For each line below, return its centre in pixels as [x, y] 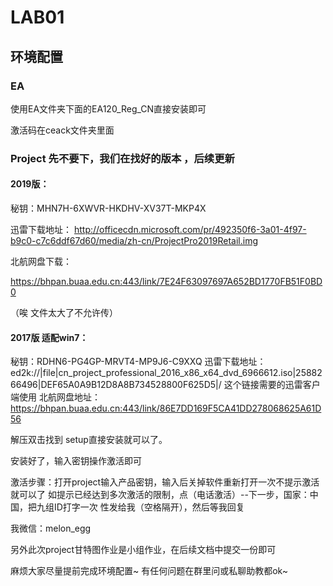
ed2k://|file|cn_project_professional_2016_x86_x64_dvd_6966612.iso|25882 [166, 373]
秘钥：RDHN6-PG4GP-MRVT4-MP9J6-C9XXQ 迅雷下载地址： [138, 362]
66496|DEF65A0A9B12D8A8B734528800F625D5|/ [116, 385]
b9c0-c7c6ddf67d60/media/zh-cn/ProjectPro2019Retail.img [134, 240]
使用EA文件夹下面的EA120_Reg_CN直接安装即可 [108, 108]
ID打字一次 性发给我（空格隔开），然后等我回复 [149, 507]
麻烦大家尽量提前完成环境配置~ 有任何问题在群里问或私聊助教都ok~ [149, 571]
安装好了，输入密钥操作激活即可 [76, 461]
